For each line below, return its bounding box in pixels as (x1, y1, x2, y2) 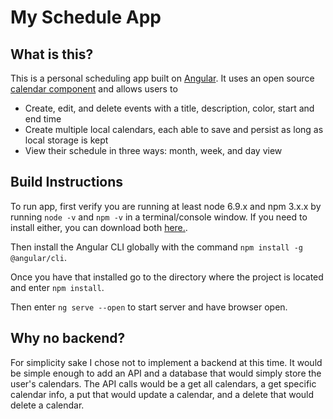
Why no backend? (10, 330, 126, 347)
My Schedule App (10, 6, 162, 29)
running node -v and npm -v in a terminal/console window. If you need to (10, 211, 308, 223)
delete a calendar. (10, 399, 85, 411)
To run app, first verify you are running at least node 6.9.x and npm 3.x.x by (10, 200, 322, 212)
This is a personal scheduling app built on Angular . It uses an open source (10, 72, 315, 84)
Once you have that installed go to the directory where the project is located (10, 271, 324, 283)
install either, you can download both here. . (10, 221, 188, 233)
